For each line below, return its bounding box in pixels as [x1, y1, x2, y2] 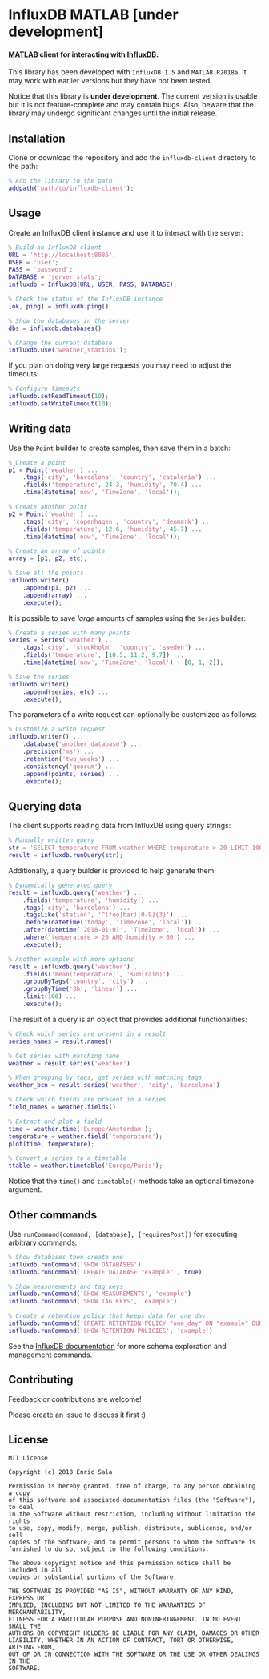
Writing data [8, 422, 72, 436]
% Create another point [8, 503, 88, 511]
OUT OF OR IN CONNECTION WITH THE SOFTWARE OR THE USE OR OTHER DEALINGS [8, 1650, 260, 1659]
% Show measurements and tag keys [8, 1282, 124, 1290]
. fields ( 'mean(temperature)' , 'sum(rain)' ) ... [22, 970, 184, 978]
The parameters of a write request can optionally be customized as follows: [8, 710, 258, 719]
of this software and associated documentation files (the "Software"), [8, 1496, 256, 1504]
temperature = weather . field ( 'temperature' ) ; [8, 1132, 163, 1141]
